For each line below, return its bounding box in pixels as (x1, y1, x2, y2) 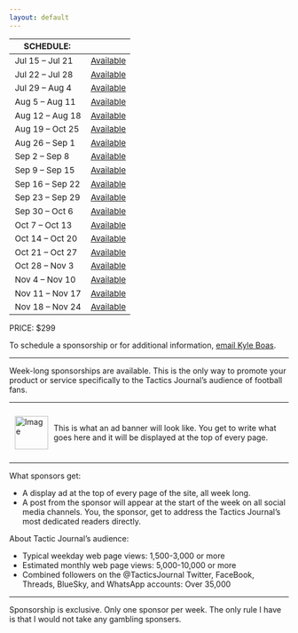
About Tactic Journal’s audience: (9, 533, 129, 543)
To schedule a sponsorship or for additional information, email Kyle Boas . (9, 340, 277, 350)
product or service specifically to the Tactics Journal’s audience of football (9, 375, 283, 385)
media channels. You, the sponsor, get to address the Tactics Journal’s (21, 507, 281, 517)
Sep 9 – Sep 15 (14, 164, 75, 176)
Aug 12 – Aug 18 (14, 109, 82, 121)
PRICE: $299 (9, 323, 56, 333)
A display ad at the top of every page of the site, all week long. (21, 488, 251, 498)
